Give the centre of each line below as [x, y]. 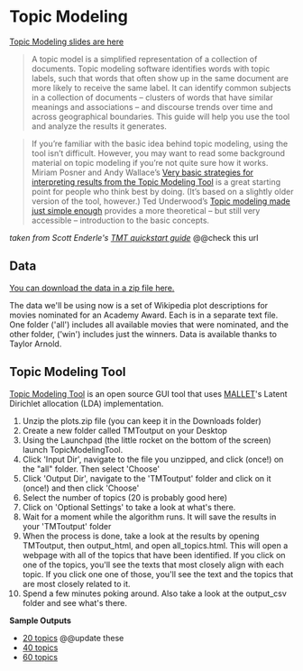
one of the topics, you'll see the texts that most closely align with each [153, 565]
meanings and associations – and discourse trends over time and [152, 106]
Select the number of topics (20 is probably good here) [125, 497]
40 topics [40, 648]
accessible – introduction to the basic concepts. [120, 220]
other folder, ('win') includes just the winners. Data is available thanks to [143, 334]
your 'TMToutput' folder [67, 526]
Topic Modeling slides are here [67, 41]
